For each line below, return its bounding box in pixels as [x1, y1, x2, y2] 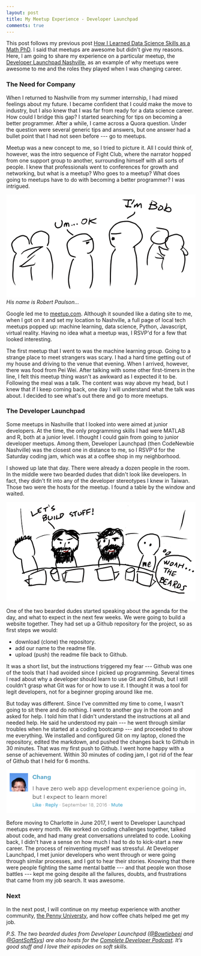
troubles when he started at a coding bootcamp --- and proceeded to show [6, 725, 193, 733]
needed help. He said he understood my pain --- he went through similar [6, 719, 186, 726]
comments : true [6, 22, 44, 28]
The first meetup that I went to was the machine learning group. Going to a [6, 347, 191, 355]
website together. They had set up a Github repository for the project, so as [6, 620, 193, 627]
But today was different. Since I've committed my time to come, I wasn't [6, 700, 184, 707]
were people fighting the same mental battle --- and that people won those [6, 864, 192, 871]
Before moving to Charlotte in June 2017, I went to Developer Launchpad [6, 819, 185, 827]
